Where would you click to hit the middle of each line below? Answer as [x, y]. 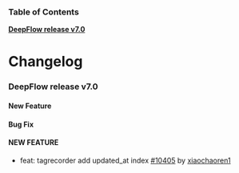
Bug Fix [21, 124]
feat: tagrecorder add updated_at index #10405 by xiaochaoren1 [125, 160]
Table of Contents [44, 12]
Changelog [46, 62]
